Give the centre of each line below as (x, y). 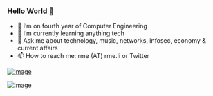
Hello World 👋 (30, 11)
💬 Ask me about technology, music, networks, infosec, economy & (111, 41)
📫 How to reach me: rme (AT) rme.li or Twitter (83, 56)
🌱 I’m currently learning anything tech (71, 33)
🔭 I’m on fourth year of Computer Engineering (82, 26)
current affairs (37, 48)
